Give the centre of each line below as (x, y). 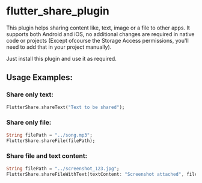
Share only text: (30, 95)
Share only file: (29, 123)
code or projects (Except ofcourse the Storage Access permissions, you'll (98, 40)
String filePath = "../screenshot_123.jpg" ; (63, 169)
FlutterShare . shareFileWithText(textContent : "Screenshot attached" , (95, 174)
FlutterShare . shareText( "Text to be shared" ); (66, 107)
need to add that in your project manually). (59, 47)
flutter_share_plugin (58, 11)
